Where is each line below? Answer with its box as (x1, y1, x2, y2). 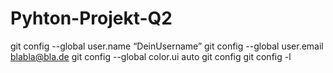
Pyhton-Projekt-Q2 (10, 7, 173, 30)
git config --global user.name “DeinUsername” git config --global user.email (10, 40, 324, 52)
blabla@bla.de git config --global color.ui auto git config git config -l (10, 50, 292, 62)
